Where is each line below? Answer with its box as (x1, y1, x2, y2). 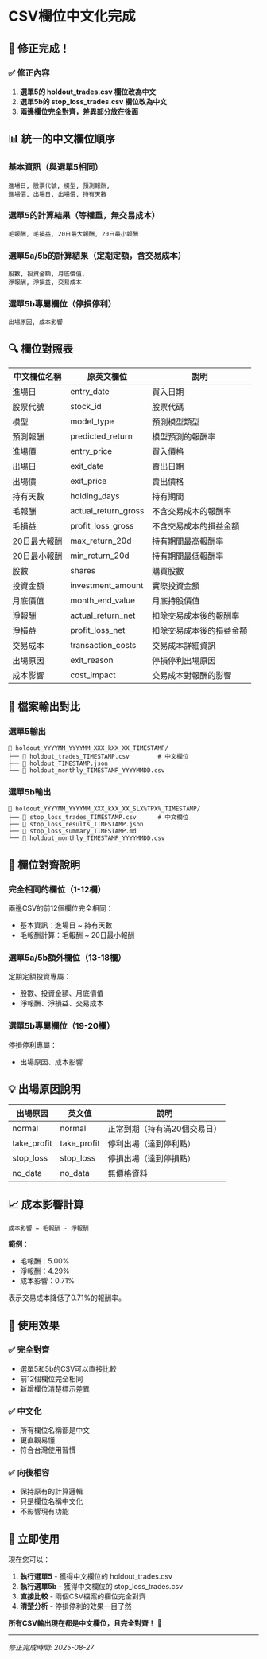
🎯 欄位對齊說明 (8, 857, 81, 872)
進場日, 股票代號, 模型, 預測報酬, (8, 182, 110, 189)
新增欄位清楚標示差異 (19, 1384, 90, 1393)
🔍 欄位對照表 (8, 342, 74, 355)
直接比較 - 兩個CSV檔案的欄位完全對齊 (19, 1591, 146, 1601)
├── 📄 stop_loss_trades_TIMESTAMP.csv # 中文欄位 (8, 814, 189, 822)
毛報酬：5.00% (19, 1256, 70, 1266)
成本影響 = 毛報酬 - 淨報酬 (8, 1224, 89, 1232)
